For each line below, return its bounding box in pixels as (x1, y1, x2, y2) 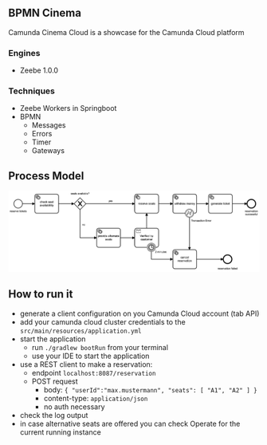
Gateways (31, 146, 65, 156)
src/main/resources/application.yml (19, 327, 142, 335)
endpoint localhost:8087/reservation (31, 368, 156, 377)
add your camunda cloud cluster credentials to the (19, 317, 186, 326)
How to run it (8, 287, 73, 301)
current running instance (19, 427, 101, 437)
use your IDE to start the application (31, 351, 150, 360)
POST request (31, 376, 78, 386)
